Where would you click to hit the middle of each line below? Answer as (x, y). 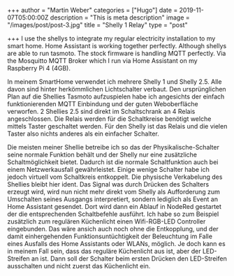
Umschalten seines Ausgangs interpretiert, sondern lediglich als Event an (113, 199)
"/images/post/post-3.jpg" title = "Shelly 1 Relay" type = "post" (97, 25)
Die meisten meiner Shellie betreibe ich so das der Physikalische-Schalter (114, 147)
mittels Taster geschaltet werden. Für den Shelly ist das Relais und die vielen (117, 126)
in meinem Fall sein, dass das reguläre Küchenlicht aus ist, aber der (104, 251)
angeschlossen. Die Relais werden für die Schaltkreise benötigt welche (109, 119)
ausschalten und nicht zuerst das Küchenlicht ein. (79, 266)
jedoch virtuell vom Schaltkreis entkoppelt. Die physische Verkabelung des (115, 177)
